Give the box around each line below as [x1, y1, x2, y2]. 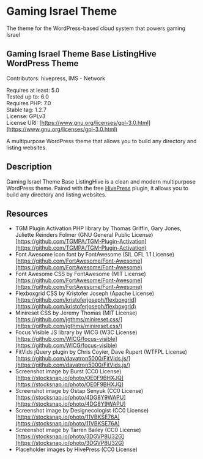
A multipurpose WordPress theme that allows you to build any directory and [6, 137, 197, 144]
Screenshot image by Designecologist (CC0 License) [15, 407, 149, 414]
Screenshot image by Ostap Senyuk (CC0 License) [15, 387, 144, 395]
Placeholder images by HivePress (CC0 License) [15, 446, 138, 453]
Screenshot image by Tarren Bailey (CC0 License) [15, 427, 142, 434]
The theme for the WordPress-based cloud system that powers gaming [6, 24, 186, 32]
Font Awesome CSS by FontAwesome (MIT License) [15, 271, 147, 278]
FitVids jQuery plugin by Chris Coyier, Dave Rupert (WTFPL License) [15, 348, 188, 356]
